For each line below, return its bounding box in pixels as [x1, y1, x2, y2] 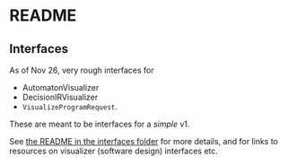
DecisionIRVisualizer [22, 91, 99, 102]
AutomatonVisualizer [22, 82, 100, 92]
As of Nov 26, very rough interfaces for [9, 65, 154, 75]
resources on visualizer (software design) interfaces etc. [9, 145, 218, 156]
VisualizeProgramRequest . [22, 101, 118, 112]
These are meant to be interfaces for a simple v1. [9, 118, 190, 129]
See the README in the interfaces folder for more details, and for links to [9, 136, 279, 146]
